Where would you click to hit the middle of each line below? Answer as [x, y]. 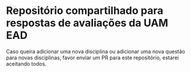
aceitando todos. [26, 64]
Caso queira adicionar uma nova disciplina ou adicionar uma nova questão [95, 51]
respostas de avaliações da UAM [87, 23]
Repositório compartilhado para [85, 11]
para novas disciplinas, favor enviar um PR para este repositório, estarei [93, 57]
